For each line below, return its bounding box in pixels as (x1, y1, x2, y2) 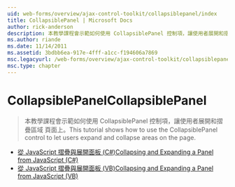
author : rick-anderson (7, 23, 73, 30)
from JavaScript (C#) (17, 155, 79, 164)
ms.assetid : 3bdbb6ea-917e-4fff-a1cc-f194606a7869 (7, 50, 158, 57)
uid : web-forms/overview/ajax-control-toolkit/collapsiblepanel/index (7, 10, 218, 18)
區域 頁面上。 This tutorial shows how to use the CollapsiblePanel (30, 125, 218, 134)
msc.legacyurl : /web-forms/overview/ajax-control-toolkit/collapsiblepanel (7, 56, 233, 63)
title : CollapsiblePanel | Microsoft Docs (7, 17, 133, 24)
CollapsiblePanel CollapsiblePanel (7, 92, 207, 109)
